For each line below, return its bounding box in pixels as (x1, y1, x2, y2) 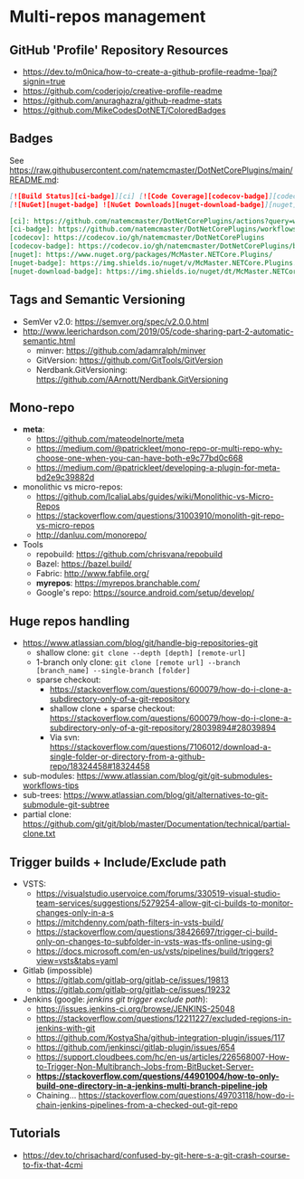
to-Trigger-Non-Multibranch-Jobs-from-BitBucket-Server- (35, 1060, 255, 1071)
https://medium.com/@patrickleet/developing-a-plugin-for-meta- (35, 462, 280, 473)
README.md (9, 174, 57, 185)
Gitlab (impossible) (22, 965, 93, 975)
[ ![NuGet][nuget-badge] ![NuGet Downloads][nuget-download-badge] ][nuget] (9, 200, 298, 209)
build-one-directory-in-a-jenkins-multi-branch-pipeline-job (35, 1079, 269, 1091)
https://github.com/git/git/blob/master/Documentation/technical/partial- (22, 819, 291, 830)
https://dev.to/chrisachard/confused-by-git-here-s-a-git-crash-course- (22, 1149, 290, 1160)
